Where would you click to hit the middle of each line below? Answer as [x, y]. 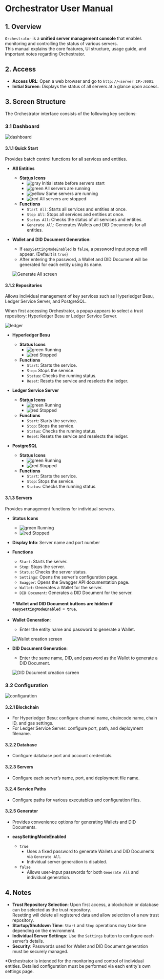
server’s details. [28, 941]
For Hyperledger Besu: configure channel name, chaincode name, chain [84, 718]
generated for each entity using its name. [61, 264]
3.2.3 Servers [19, 767]
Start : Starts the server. [43, 561]
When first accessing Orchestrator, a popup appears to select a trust [74, 311]
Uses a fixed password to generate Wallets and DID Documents [91, 851]
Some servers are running [72, 193]
